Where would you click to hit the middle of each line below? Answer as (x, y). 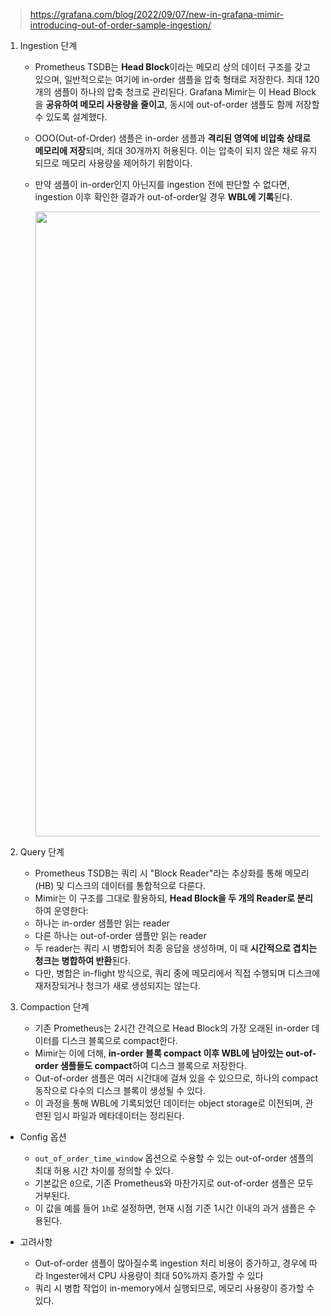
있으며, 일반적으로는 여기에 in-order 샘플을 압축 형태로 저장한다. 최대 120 (177, 79)
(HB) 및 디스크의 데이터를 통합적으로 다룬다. (120, 885)
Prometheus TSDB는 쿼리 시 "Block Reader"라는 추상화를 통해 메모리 (172, 873)
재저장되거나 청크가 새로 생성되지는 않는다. (118, 985)
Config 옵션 (43, 1137)
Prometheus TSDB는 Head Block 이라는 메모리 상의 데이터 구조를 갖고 (173, 67)
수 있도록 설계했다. (71, 117)
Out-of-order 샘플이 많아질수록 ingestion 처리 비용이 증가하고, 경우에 (171, 1263)
